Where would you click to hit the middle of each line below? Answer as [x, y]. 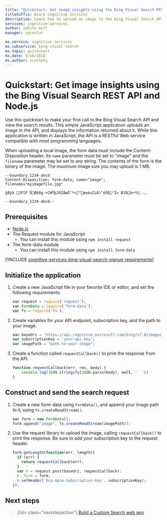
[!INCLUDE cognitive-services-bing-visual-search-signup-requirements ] [80, 260]
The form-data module [36, 245]
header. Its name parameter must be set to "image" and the [88, 156]
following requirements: [37, 292]
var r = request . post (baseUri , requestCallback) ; [69, 471]
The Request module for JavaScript [49, 234]
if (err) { [28, 457]
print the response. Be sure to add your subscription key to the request [85, 438]
